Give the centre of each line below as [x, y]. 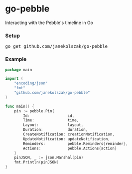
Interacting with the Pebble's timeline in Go [49, 23]
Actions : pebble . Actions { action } [70, 148]
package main [19, 70]
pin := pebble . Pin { [34, 111]
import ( [14, 79]
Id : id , [49, 116]
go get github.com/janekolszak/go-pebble [57, 46]
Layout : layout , [53, 125]
